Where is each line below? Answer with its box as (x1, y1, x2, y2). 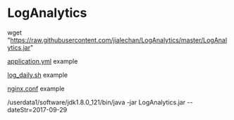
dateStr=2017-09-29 (7, 105, 68, 114)
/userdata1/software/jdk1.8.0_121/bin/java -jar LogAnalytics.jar (7, 97, 185, 107)
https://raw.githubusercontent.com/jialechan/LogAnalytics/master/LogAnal (10, 35, 228, 44)
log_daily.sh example (7, 71, 68, 79)
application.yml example (7, 56, 78, 65)
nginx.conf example (7, 84, 65, 92)
